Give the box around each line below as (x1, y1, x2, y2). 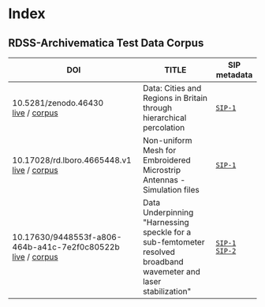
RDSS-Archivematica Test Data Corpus (8, 36, 204, 50)
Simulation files (143, 185, 200, 195)
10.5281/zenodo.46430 (12, 98, 104, 108)
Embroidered (143, 155, 191, 166)
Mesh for (143, 145, 177, 155)
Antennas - (143, 174, 186, 185)
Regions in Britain (143, 92, 207, 103)
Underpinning (143, 207, 194, 218)
